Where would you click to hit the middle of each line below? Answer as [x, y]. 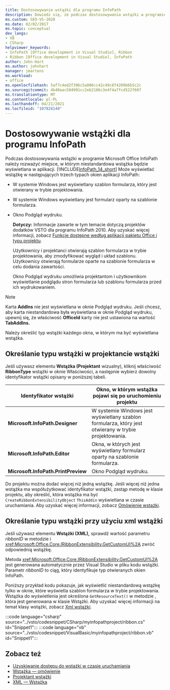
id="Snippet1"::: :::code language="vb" [46, 627]
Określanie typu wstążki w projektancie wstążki [82, 354]
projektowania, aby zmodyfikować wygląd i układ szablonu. [75, 255]
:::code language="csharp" [33, 616]
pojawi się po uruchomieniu [127, 396]
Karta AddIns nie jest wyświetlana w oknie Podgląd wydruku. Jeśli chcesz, [83, 307]
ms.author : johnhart [27, 66]
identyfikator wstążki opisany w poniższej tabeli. [56, 377]
